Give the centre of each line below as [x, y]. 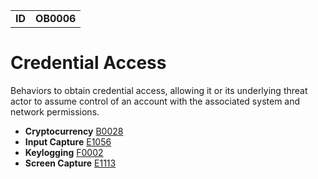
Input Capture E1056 [68, 141]
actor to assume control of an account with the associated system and [155, 101]
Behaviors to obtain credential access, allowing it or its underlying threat [159, 90]
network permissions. [55, 111]
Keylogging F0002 [64, 152]
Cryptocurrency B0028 [74, 131]
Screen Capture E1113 [70, 163]
